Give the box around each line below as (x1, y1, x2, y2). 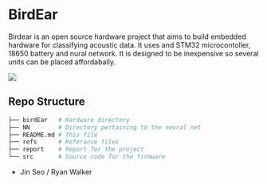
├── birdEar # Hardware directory (8, 116, 130, 124)
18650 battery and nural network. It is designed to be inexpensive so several (8, 48, 259, 58)
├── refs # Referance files (8, 138, 120, 146)
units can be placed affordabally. (8, 57, 116, 67)
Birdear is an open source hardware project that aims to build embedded (8, 32, 247, 41)
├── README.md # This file (8, 131, 98, 139)
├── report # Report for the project (8, 145, 145, 154)
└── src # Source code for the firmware (8, 153, 166, 161)
